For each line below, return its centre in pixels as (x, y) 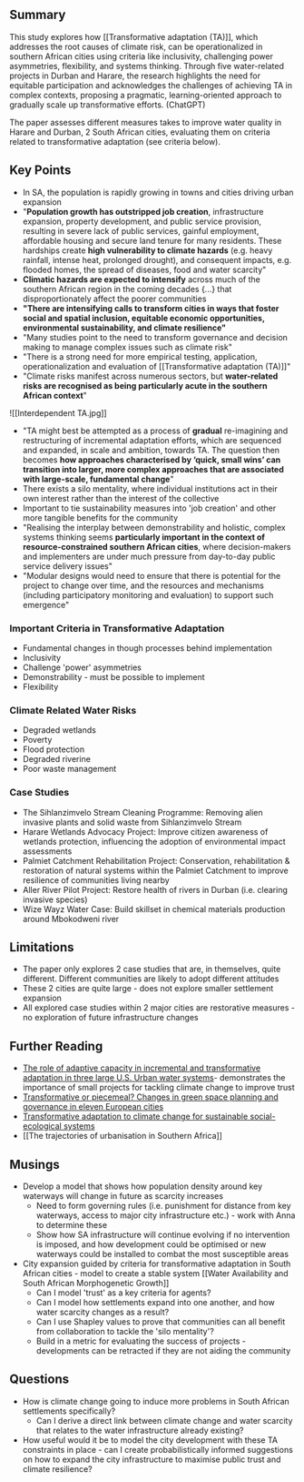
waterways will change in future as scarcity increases (123, 1195)
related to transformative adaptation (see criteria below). (115, 141)
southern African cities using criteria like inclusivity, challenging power (142, 56)
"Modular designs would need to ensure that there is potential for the (152, 575)
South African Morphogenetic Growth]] (96, 1283)
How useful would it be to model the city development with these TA (150, 1440)
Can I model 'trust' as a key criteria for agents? (123, 1293)
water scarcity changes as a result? (103, 1312)
